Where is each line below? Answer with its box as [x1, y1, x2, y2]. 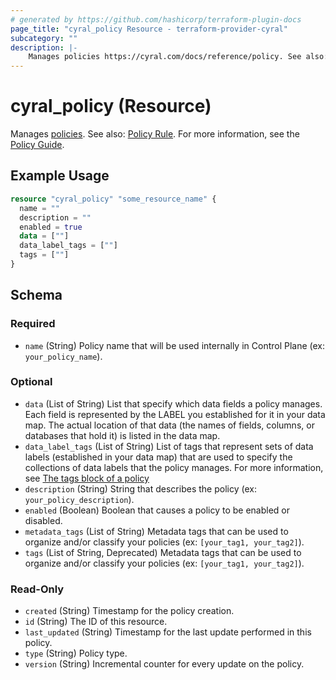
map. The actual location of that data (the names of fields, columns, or [24, 419, 315, 431]
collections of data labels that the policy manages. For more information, [24, 461, 324, 473]
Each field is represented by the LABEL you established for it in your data [24, 408, 326, 420]
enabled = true [19, 222, 83, 232]
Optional [10, 375, 53, 389]
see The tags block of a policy [24, 472, 150, 484]
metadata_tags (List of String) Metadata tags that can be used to [24, 525, 289, 537]
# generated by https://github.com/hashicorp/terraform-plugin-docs [10, 14, 302, 25]
